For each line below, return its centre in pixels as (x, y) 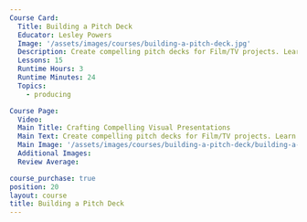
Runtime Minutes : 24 (57, 78)
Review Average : (48, 162)
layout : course (38, 196)
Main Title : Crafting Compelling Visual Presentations (124, 128)
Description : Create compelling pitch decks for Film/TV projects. (149, 52)
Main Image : (41, 145)
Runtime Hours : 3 (51, 69)
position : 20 (34, 187)
